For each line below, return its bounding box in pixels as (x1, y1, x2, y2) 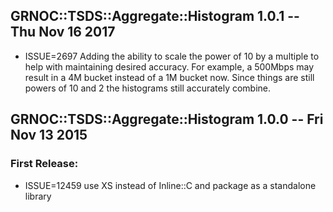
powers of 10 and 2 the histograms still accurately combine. (24, 82, 272, 94)
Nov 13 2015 (10, 127, 88, 144)
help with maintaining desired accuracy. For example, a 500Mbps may (24, 60, 315, 73)
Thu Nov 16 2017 (10, 24, 116, 41)
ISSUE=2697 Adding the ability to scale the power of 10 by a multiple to (24, 50, 320, 62)
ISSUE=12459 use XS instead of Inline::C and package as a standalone (24, 179, 317, 191)
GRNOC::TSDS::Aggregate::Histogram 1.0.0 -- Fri (10, 111, 324, 128)
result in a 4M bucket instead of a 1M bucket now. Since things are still (24, 71, 315, 83)
